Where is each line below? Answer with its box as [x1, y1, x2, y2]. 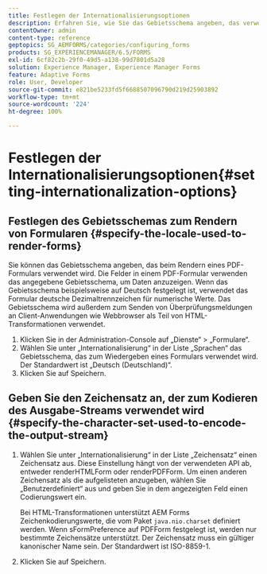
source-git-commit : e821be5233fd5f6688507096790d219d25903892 [8, 85, 219, 94]
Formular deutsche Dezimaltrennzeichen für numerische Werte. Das [8, 294, 231, 303]
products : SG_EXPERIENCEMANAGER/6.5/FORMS [8, 48, 151, 56]
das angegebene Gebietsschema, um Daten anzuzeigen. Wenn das [8, 277, 229, 286]
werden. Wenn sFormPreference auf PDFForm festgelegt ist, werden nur [19, 524, 257, 533]
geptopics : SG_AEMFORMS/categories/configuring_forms [8, 41, 191, 49]
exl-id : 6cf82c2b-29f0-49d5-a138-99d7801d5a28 [8, 56, 165, 64]
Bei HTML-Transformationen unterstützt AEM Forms [19, 507, 190, 517]
